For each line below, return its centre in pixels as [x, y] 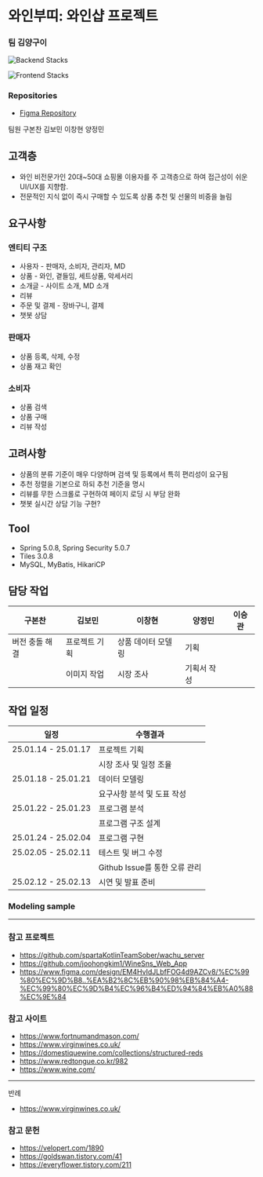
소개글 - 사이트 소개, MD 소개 [64, 286]
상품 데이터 [137, 642]
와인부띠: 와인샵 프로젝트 [83, 16]
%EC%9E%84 [43, 996]
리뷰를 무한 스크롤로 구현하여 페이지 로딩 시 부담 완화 [100, 493]
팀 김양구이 [28, 42]
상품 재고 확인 [40, 366]
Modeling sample [42, 906]
